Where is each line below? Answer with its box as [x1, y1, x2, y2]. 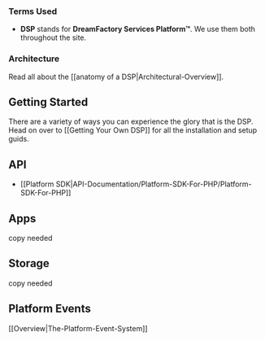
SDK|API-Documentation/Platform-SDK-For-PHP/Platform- [55, 179, 252, 189]
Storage [8, 256, 50, 270]
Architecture [8, 53, 60, 64]
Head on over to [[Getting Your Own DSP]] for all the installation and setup [8, 125, 258, 135]
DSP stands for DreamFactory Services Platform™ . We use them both [20, 24, 256, 34]
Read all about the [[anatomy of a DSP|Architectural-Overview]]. [8, 72, 224, 81]
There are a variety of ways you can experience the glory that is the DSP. [8, 116, 254, 127]
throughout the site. [20, 33, 87, 42]
